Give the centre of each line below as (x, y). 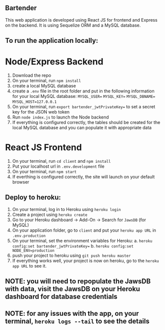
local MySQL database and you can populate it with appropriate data (82, 128)
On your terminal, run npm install (47, 81)
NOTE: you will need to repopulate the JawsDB (78, 282)
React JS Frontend (44, 148)
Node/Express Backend (54, 62)
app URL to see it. (29, 266)
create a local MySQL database (44, 86)
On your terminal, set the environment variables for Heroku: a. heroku (82, 240)
